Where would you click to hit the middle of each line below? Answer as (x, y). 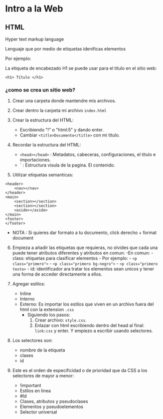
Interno (27, 299)
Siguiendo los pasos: (49, 315)
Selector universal (38, 412)
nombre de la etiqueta (42, 350)
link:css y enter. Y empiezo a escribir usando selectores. (94, 331)
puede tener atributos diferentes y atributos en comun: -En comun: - (83, 253)
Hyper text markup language (35, 39)
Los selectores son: (32, 340)
